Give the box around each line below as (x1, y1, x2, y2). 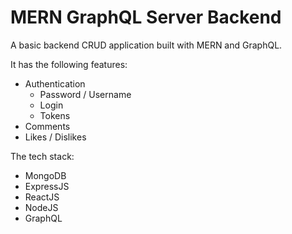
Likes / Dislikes (24, 131, 87, 143)
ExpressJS (24, 180, 70, 192)
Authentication (24, 77, 86, 90)
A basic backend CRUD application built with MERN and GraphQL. (10, 39, 283, 51)
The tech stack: (10, 150, 75, 162)
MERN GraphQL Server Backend (10, 6, 282, 29)
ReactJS (24, 191, 60, 203)
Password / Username (39, 88, 132, 100)
